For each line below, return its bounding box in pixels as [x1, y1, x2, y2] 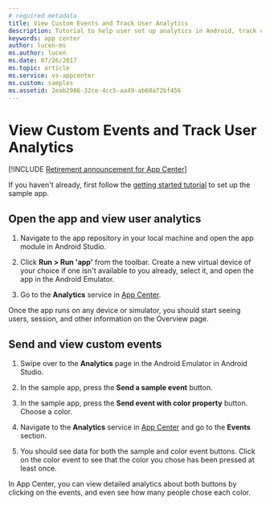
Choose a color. [19, 406, 72, 416]
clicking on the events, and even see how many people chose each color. [8, 487, 252, 497]
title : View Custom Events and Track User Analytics [8, 19, 189, 27]
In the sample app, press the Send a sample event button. [19, 382, 213, 392]
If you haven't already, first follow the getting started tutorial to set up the [8, 180, 251, 189]
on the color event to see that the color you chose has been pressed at [19, 454, 255, 464]
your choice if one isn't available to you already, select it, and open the [19, 266, 255, 275]
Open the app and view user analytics [8, 212, 202, 226]
